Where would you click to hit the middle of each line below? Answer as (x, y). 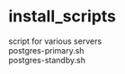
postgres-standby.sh (47, 60)
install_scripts (62, 16)
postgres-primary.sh (46, 50)
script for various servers (55, 41)
